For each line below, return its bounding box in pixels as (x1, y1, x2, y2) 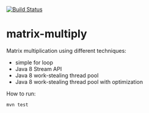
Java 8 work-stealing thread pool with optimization (15, 78, 144, 85)
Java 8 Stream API (15, 65, 62, 72)
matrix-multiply (6, 27, 87, 41)
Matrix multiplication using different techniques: (6, 47, 126, 54)
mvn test (6, 101, 29, 108)
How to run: (6, 90, 36, 97)
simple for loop (15, 58, 54, 66)
